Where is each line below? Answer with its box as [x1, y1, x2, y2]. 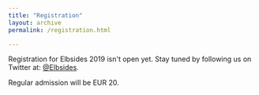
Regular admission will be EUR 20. [8, 78, 120, 87]
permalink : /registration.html [8, 26, 111, 34]
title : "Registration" [8, 11, 83, 20]
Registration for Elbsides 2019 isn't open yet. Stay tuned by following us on [8, 54, 252, 64]
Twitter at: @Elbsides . [8, 63, 79, 72]
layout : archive [8, 19, 62, 27]
